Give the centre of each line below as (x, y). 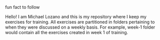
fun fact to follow (23, 7)
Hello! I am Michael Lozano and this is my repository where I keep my (76, 17)
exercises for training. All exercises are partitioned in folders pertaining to (80, 22)
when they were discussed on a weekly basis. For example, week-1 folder (80, 27)
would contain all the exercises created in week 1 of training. (67, 32)
